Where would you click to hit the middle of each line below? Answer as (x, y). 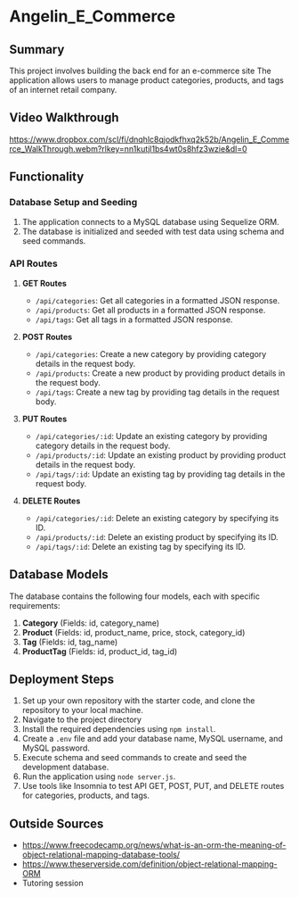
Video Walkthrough (64, 118)
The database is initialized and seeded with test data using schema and (153, 231)
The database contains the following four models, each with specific (135, 596)
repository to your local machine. (83, 710)
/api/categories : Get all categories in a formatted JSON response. (158, 300)
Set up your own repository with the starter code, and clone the (138, 701)
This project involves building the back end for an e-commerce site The (140, 71)
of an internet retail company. (63, 90)
